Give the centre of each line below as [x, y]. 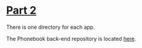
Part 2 [21, 10]
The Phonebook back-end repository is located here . [71, 38]
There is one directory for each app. [51, 27]
